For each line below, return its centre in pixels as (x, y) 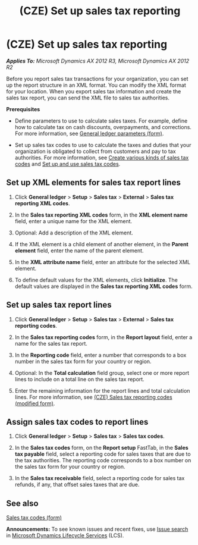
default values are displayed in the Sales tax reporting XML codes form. (103, 286)
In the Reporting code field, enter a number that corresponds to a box (100, 355)
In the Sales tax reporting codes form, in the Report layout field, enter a (103, 337)
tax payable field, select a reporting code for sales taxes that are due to (103, 454)
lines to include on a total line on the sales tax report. (79, 379)
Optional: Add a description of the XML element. (74, 233)
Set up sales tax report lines (59, 305)
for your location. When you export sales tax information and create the (94, 91)
